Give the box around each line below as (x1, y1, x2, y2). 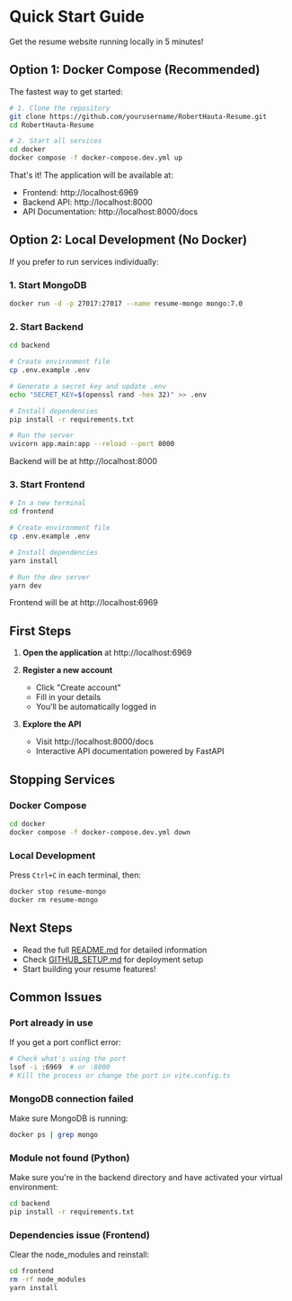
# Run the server (9, 431, 75, 441)
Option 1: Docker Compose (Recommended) (9, 62, 261, 77)
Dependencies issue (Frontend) (9, 1229, 150, 1242)
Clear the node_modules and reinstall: (9, 1250, 150, 1260)
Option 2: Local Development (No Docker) (9, 232, 248, 248)
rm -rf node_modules (9, 1275, 87, 1285)
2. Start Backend (9, 320, 84, 332)
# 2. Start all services (9, 137, 102, 146)
